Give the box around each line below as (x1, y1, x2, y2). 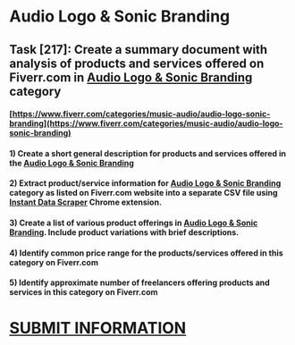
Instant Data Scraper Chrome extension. (9, 197, 163, 207)
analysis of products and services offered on (9, 55, 265, 71)
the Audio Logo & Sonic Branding (9, 157, 134, 168)
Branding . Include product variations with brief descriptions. (9, 226, 240, 238)
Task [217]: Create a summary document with (9, 42, 268, 57)
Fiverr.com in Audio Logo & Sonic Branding (9, 70, 253, 85)
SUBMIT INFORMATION (9, 318, 187, 339)
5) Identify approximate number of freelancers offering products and (9, 277, 270, 288)
